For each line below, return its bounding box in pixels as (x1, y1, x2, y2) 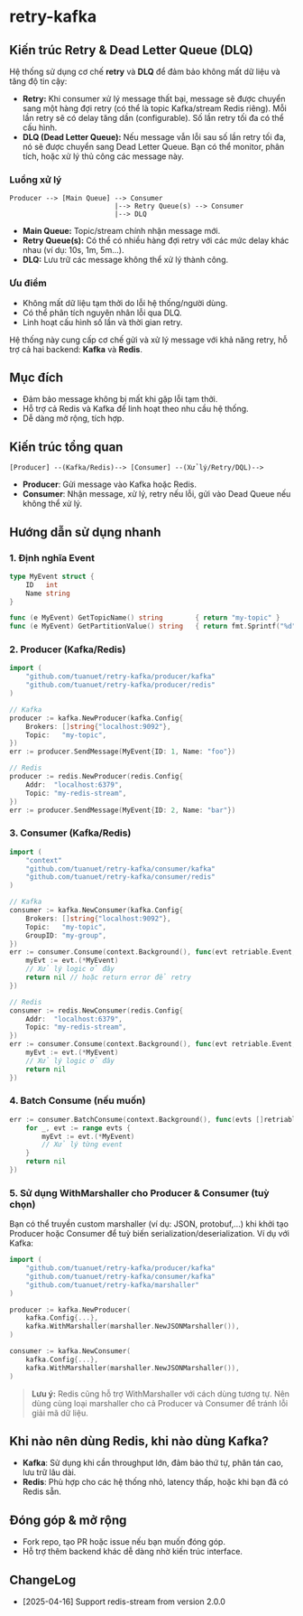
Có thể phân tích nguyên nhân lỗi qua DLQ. (22, 307, 182, 318)
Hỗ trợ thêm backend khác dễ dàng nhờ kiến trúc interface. (22, 1546, 243, 1557)
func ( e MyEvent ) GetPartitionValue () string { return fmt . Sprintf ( (9, 621, 280, 631)
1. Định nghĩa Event (9, 551, 95, 564)
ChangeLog (9, 1572, 77, 1587)
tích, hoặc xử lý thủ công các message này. (22, 151, 185, 162)
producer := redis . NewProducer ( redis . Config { (9, 772, 183, 781)
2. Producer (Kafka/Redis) (9, 643, 126, 656)
